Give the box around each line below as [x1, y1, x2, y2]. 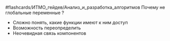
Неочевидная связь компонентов [12, 30, 87, 36]
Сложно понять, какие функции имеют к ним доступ [12, 20, 128, 25]
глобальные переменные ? [5, 10, 65, 16]
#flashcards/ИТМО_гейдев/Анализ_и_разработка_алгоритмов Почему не [5, 5, 165, 10]
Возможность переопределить [12, 25, 81, 31]
